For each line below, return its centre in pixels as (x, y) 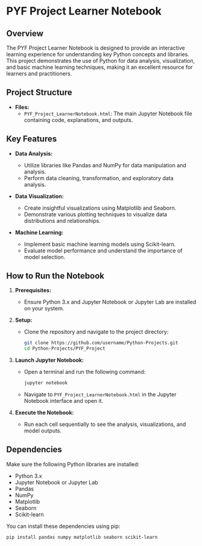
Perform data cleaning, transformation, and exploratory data (99, 178)
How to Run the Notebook (55, 276)
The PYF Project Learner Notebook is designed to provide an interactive (96, 48)
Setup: (24, 320)
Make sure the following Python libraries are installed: (73, 464)
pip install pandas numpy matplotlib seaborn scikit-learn (82, 537)
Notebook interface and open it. (64, 401)
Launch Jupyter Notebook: (49, 360)
